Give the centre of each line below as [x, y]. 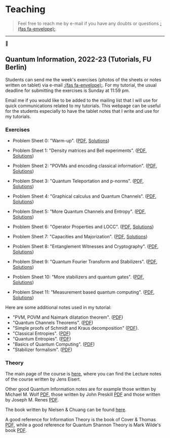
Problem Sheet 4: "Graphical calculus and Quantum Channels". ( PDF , [84, 196]
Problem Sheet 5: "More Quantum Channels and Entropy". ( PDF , [79, 211]
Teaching [25, 9]
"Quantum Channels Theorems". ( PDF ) [53, 323]
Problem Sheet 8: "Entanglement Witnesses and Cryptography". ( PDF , [86, 246]
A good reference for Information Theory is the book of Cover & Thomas [80, 420]
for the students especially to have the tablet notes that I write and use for [82, 111]
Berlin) [16, 67]
